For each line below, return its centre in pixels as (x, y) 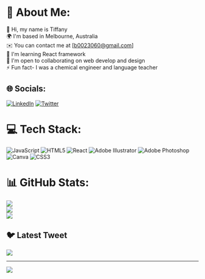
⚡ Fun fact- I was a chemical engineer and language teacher (82, 67)
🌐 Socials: (26, 89)
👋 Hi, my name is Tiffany (37, 29)
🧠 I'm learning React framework (46, 54)
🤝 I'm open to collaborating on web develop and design (76, 60)
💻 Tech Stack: (44, 129)
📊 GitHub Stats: (48, 182)
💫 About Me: (38, 12)
